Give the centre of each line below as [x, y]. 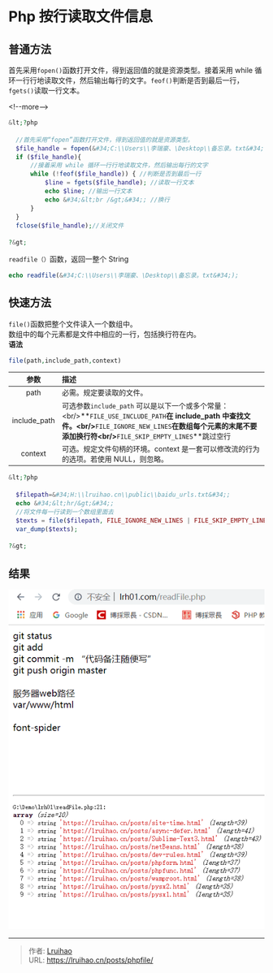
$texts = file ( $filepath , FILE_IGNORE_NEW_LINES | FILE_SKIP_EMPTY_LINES [143, 521]
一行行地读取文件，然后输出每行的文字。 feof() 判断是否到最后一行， [129, 80]
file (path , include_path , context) [65, 361]
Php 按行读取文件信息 [80, 17]
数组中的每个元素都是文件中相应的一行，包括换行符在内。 [104, 334]
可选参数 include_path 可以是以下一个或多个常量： [145, 405]
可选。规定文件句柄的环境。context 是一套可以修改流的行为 [161, 448]
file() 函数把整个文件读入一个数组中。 [73, 324]
